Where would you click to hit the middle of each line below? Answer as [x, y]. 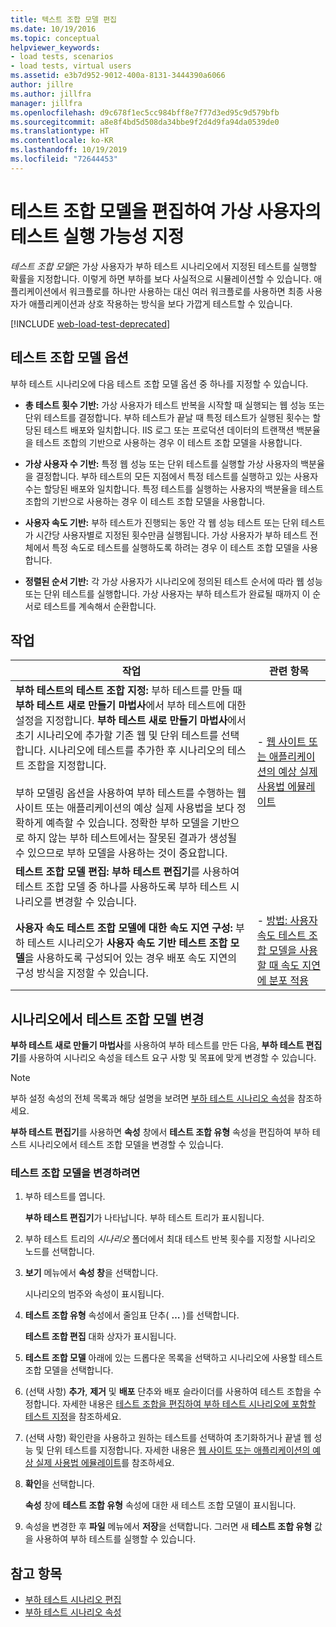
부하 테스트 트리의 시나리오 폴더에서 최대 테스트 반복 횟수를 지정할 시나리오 [170, 1239]
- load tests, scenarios [62, 57]
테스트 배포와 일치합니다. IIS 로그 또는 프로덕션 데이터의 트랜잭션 [169, 430]
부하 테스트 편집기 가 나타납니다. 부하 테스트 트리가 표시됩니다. [144, 1218]
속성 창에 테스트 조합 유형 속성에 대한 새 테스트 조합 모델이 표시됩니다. [160, 1505]
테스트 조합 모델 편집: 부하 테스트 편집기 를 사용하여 [127, 872]
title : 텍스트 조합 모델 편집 [64, 19]
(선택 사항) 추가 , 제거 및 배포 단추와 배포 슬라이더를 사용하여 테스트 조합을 [168, 1392]
